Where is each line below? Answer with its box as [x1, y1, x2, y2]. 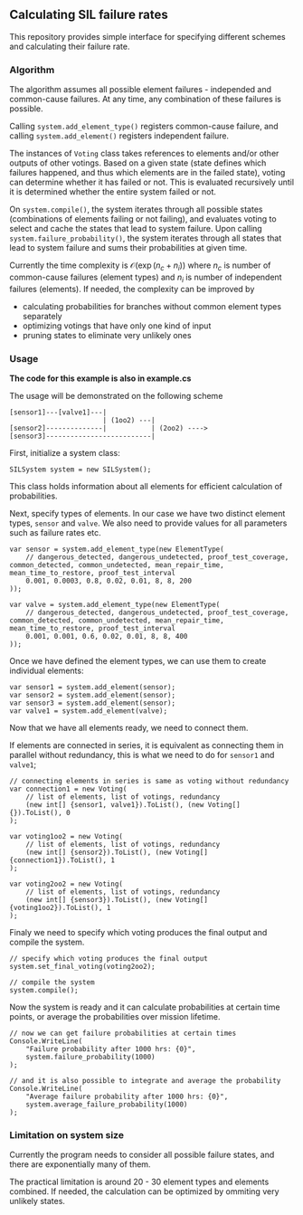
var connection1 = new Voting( [9, 784, 128, 793]
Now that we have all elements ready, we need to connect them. [9, 723, 249, 733]
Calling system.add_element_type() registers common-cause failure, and [9, 121, 279, 132]
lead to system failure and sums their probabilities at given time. [9, 242, 248, 253]
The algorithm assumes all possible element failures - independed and [9, 84, 272, 95]
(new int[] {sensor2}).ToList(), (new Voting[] [25, 848, 208, 857]
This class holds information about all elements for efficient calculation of [9, 481, 283, 491]
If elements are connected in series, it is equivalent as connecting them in [9, 740, 284, 750]
